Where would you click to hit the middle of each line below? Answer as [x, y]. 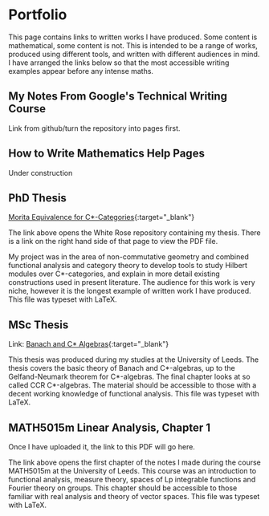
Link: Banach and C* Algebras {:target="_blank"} [89, 344]
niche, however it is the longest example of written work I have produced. [130, 291]
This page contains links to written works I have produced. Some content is [133, 37]
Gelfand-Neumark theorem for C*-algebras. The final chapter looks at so [129, 377]
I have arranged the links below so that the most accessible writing [119, 63]
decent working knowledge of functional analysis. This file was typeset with [134, 394]
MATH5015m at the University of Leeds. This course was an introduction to [132, 471]
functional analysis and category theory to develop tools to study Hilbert [128, 266]
